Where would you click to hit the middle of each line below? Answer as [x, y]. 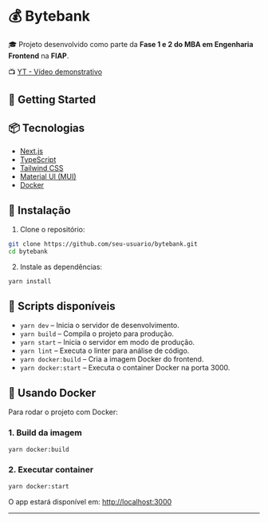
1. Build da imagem [45, 433]
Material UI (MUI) [48, 176]
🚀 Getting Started [52, 100]
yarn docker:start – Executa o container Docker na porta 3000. [125, 368]
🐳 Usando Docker [52, 393]
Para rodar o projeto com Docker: [63, 412]
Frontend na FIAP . [39, 55]
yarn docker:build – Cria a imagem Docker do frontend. [112, 359]
